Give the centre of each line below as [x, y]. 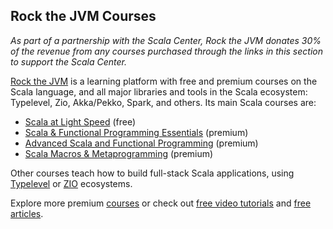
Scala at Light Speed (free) [80, 121]
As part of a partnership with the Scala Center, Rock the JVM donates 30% [166, 40]
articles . [27, 213]
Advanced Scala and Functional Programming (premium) [141, 143]
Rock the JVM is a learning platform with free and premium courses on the [164, 81]
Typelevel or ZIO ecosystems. [71, 183]
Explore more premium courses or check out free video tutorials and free [161, 203]
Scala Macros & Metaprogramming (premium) [119, 153]
